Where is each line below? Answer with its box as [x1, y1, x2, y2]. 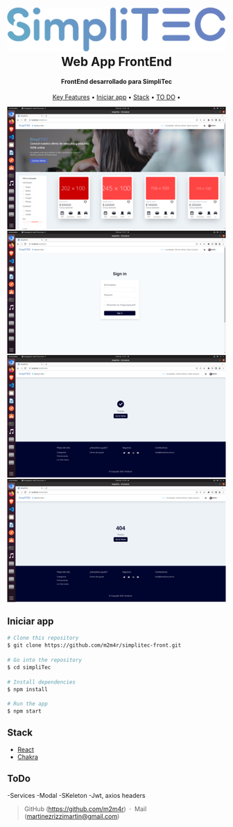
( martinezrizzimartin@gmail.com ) [24, 812, 120, 820]
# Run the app [7, 700, 49, 708]
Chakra [17, 752, 38, 761]
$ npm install [7, 686, 49, 693]
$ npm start [7, 708, 42, 715]
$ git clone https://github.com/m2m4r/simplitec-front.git [7, 642, 182, 649]
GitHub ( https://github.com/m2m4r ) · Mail [24, 804, 147, 813]
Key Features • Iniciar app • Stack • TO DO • [52, 93, 181, 101]
